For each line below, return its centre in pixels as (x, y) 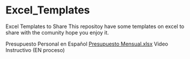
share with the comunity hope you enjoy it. (57, 32)
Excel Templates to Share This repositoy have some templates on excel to (95, 26)
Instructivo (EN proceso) (35, 50)
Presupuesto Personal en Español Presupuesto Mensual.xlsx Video (87, 44)
